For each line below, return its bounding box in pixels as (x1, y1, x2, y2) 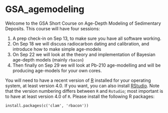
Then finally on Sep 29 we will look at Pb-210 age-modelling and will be (12, 62, 161, 68)
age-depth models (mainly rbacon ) (12, 56, 84, 63)
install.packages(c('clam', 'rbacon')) (5, 103, 89, 108)
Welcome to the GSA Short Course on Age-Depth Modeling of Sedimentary (5, 20, 161, 26)
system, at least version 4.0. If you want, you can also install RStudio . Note (5, 82, 160, 89)
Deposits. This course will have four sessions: (5, 25, 100, 31)
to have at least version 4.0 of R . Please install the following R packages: (5, 93, 155, 99)
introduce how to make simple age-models (12, 46, 102, 52)
